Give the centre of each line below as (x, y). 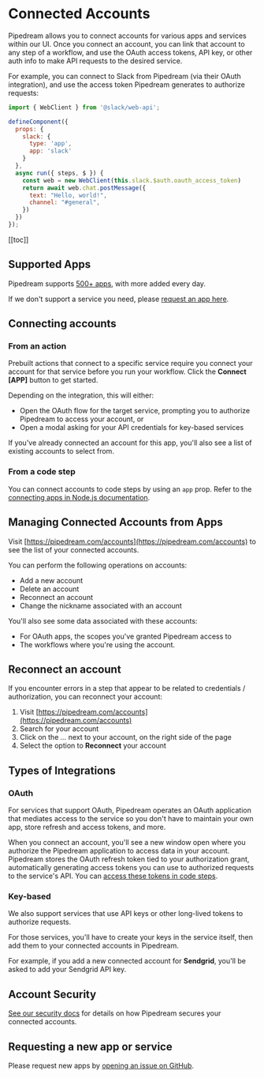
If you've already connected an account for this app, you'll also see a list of (130, 443)
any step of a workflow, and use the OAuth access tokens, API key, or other (130, 52)
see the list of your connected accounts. (74, 549)
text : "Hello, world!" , (68, 195)
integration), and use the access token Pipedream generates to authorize (127, 85)
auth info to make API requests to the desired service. (95, 61)
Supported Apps (50, 264)
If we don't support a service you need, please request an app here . (119, 299)
